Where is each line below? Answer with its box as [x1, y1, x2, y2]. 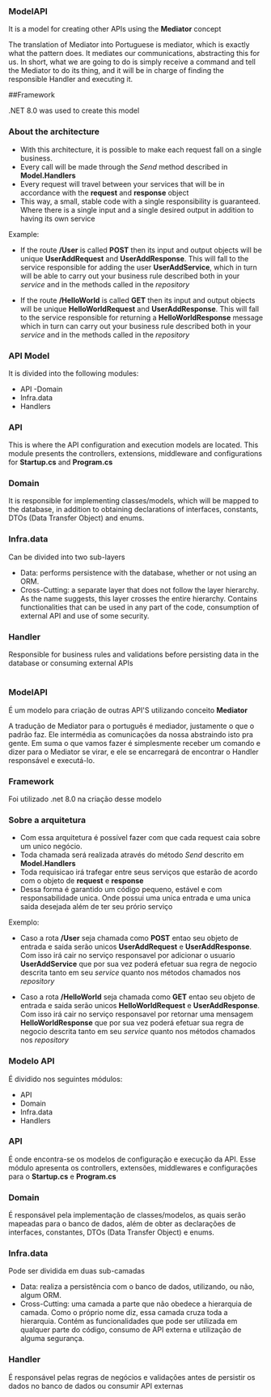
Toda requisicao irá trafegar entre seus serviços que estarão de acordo [19, 867, 258, 877]
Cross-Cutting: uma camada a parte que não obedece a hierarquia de [19, 1299, 252, 1309]
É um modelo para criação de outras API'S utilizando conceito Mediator [8, 705, 248, 715]
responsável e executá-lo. [8, 755, 95, 765]
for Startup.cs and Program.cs [8, 457, 113, 468]
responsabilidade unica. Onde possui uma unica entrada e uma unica [19, 893, 251, 903]
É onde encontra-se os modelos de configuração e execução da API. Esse [8, 1154, 256, 1164]
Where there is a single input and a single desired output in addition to [19, 205, 254, 214]
